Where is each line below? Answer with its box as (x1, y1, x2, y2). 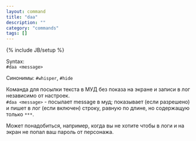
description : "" (6, 19, 46, 25)
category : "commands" (6, 25, 59, 31)
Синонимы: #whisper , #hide (6, 75, 73, 82)
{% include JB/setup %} (6, 46, 65, 53)
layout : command (6, 8, 46, 15)
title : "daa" (6, 14, 38, 20)
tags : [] (6, 31, 28, 36)
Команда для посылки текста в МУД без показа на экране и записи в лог (6, 86, 191, 93)
